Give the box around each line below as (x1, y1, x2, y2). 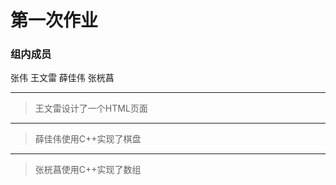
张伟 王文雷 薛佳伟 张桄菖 (10, 72, 115, 84)
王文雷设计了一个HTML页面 (34, 102, 148, 115)
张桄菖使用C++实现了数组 (34, 164, 142, 176)
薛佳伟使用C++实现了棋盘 (34, 133, 142, 145)
